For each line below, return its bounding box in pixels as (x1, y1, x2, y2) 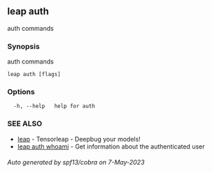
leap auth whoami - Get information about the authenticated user (17, 142, 205, 151)
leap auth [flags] (7, 71, 61, 78)
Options (7, 87, 35, 97)
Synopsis (7, 41, 40, 51)
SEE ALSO (7, 119, 43, 128)
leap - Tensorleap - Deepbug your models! (17, 135, 141, 143)
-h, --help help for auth (13, 103, 96, 110)
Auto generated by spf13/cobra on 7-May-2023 (7, 158, 145, 167)
